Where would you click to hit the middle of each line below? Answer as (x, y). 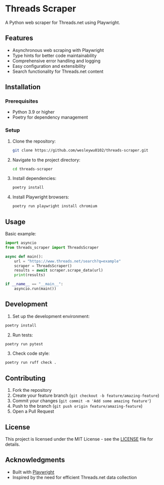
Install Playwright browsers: (41, 197)
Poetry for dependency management (50, 117)
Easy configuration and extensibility (49, 66)
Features (19, 38)
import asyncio (21, 243)
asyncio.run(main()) (35, 289)
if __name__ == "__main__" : (34, 284)
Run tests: (23, 335)
